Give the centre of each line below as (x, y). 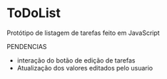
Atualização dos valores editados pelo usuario (85, 68)
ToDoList (34, 13)
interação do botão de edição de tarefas (76, 60)
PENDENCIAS (27, 46)
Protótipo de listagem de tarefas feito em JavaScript (83, 33)
